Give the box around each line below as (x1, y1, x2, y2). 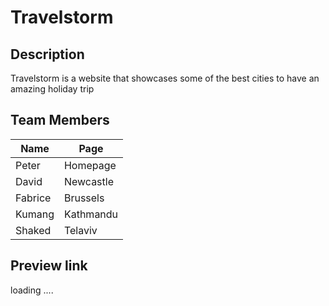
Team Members (10, 112, 110, 129)
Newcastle (63, 174, 114, 188)
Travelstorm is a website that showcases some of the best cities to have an (10, 72, 320, 84)
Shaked (15, 223, 52, 237)
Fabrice (15, 191, 52, 205)
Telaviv (63, 223, 98, 237)
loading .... (10, 284, 54, 296)
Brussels (63, 191, 105, 205)
